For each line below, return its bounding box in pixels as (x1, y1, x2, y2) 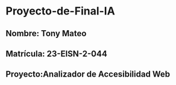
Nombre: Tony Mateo (5, 28, 87, 39)
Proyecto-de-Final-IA (5, 4, 115, 18)
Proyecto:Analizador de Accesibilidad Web (5, 69, 170, 80)
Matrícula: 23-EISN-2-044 (5, 48, 108, 58)
